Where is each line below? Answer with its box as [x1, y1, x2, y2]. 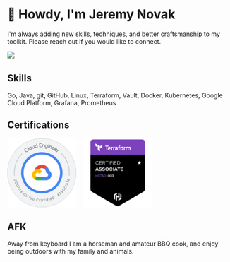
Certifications [7, 119, 70, 131]
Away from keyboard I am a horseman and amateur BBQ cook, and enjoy [7, 239, 219, 248]
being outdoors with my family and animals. [7, 247, 134, 256]
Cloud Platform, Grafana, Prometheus [7, 98, 116, 107]
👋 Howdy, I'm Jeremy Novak [7, 6, 176, 23]
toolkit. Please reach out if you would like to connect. [7, 37, 162, 45]
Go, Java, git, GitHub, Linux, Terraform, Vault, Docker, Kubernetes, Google [7, 91, 224, 100]
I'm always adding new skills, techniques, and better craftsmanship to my [7, 30, 221, 38]
